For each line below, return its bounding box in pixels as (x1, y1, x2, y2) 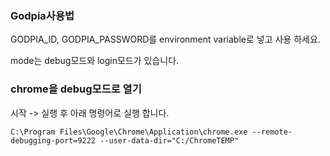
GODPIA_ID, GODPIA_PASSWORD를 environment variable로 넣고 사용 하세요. (10, 33, 321, 46)
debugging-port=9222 (10, 135, 97, 146)
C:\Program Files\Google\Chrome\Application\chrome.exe (10, 127, 248, 137)
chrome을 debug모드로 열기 (10, 82, 142, 96)
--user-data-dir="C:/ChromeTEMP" (99, 135, 240, 146)
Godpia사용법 (10, 8, 75, 22)
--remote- (251, 127, 293, 137)
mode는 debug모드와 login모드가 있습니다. (10, 55, 180, 67)
